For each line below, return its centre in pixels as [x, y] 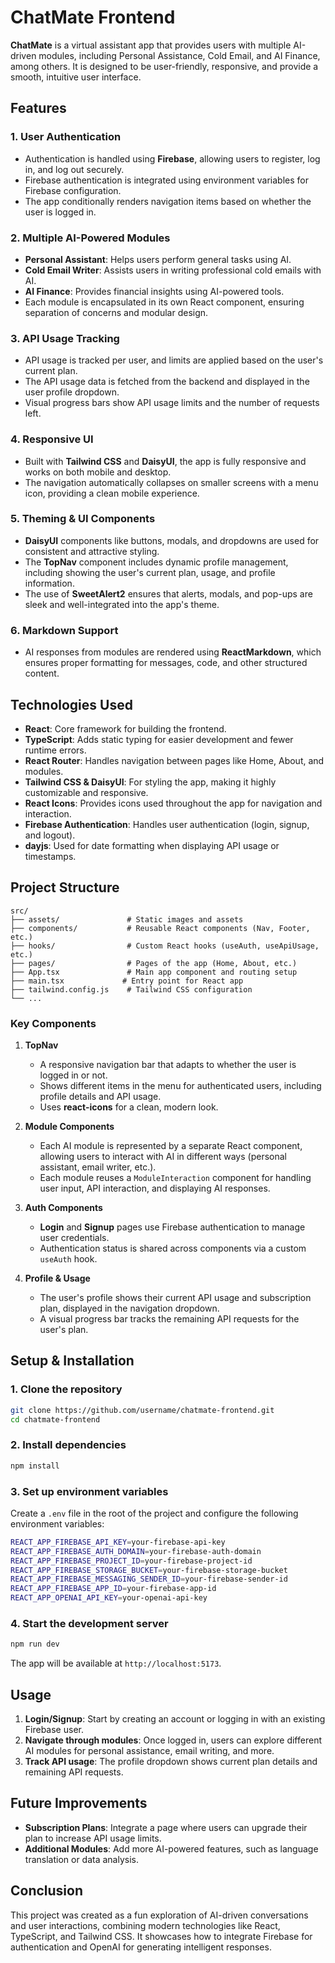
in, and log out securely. [74, 169]
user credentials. [74, 1238]
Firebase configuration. [73, 190]
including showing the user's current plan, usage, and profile [150, 572]
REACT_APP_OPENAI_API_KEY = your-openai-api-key [109, 1598]
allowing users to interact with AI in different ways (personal [163, 1157]
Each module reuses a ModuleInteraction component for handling [175, 1178]
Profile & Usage [57, 1278]
